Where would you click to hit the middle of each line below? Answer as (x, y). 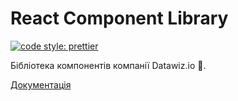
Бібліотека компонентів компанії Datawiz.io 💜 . (108, 65)
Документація (41, 84)
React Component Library (119, 18)
